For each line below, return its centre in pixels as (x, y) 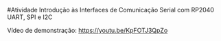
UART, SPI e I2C (30, 17)
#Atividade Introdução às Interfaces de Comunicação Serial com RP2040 (111, 10)
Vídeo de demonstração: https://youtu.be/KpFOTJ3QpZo (88, 30)
